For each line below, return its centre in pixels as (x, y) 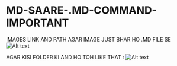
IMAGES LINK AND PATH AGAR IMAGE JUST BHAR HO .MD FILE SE (89, 39)
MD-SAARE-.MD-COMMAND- (81, 10)
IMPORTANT (38, 23)
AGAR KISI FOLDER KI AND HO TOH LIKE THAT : (65, 57)
